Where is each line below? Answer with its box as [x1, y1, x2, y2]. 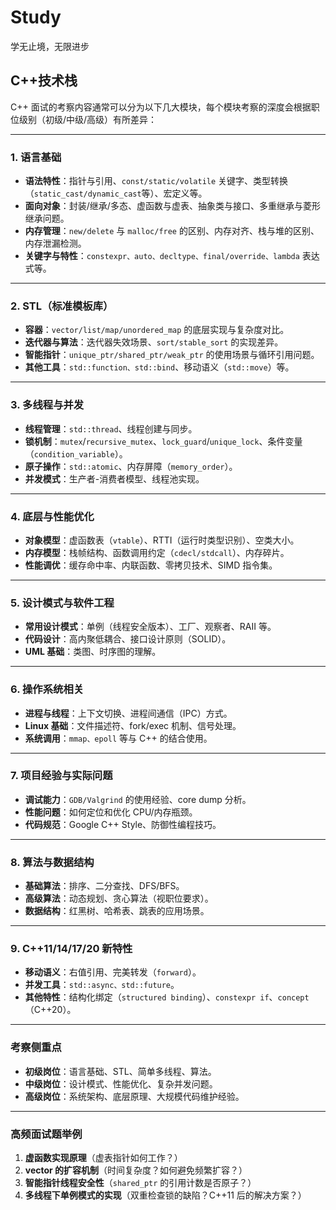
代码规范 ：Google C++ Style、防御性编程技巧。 [24, 818, 222, 830]
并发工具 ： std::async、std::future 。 [24, 979, 180, 991]
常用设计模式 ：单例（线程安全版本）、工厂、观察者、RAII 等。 [24, 621, 277, 633]
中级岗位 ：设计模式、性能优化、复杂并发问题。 [24, 1077, 218, 1090]
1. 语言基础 [10, 150, 62, 164]
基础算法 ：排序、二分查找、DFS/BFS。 [24, 880, 185, 892]
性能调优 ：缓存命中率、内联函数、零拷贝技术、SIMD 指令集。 [24, 559, 278, 571]
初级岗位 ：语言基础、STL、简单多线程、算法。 [24, 1065, 217, 1077]
